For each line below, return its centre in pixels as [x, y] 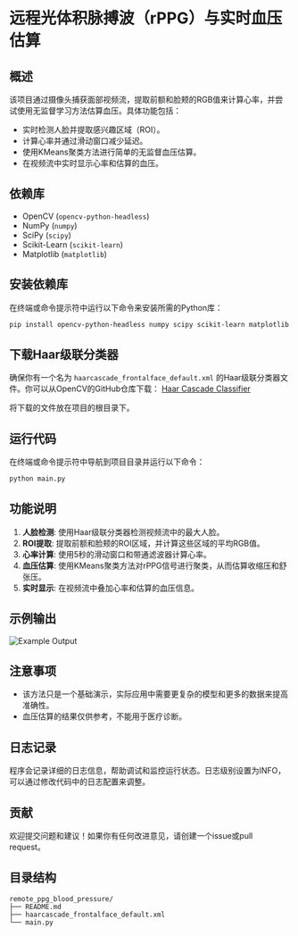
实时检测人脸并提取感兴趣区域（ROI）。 [93, 130]
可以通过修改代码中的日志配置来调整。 [79, 781]
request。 [28, 847]
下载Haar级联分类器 [64, 354]
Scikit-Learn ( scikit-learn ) [72, 244]
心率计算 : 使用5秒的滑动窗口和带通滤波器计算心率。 [117, 554]
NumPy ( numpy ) [50, 225]
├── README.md [36, 907]
